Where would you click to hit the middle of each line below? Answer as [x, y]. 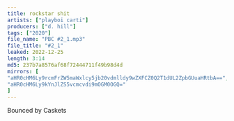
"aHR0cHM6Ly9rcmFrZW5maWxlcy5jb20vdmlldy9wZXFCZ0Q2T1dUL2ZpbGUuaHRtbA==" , [118, 78]
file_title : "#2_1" [36, 46]
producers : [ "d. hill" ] [42, 26]
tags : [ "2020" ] [29, 33]
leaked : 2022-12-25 [36, 53]
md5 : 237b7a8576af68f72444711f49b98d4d [65, 65]
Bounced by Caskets [37, 111]
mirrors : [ [23, 71]
